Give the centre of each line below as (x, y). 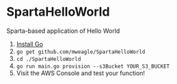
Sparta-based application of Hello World (63, 31)
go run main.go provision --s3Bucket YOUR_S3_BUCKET (93, 66)
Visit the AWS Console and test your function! (80, 73)
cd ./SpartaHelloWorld (49, 59)
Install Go (30, 44)
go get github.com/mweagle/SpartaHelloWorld (81, 52)
